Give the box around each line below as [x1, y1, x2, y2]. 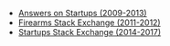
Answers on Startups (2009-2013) [17, 8, 148, 18]
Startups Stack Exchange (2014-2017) [17, 27, 162, 37]
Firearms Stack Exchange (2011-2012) [17, 17, 162, 28]
